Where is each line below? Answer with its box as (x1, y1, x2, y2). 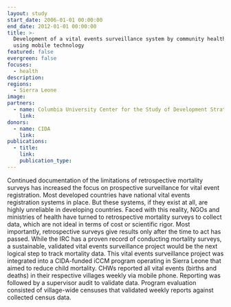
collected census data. (7, 293, 71, 301)
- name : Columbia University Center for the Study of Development (13, 106, 208, 113)
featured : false (7, 49, 54, 56)
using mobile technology (13, 42, 85, 49)
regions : (7, 81, 32, 87)
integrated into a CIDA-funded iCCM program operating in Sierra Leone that (7, 256, 221, 265)
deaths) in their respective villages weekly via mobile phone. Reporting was (7, 271, 221, 279)
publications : (7, 138, 48, 145)
